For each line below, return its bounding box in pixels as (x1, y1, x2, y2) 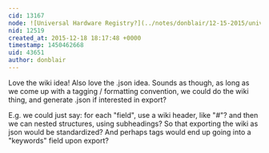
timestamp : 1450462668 (8, 41, 84, 49)
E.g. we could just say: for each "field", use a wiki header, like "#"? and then (8, 110, 259, 120)
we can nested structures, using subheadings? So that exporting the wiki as (8, 119, 259, 128)
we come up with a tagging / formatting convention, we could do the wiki (8, 86, 250, 96)
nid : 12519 (8, 26, 45, 34)
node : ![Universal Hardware (8, 19, 102, 27)
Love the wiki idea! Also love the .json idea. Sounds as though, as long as (8, 77, 250, 88)
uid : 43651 (8, 49, 45, 57)
